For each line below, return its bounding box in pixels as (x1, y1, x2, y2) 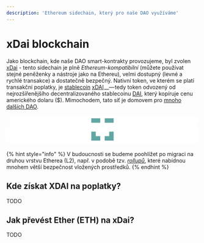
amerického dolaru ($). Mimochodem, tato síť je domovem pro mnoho (6, 96, 182, 103)
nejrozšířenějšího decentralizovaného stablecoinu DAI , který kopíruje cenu (6, 89, 194, 97)
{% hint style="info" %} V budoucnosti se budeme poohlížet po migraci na (6, 150, 194, 157)
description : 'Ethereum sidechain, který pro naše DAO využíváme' (6, 10, 179, 16)
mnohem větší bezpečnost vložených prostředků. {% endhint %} (6, 163, 169, 171)
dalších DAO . (6, 103, 38, 110)
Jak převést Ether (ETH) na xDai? (6, 215, 134, 226)
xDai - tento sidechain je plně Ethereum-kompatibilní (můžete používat (6, 64, 184, 71)
